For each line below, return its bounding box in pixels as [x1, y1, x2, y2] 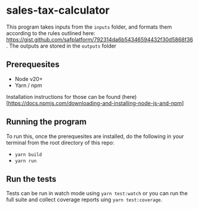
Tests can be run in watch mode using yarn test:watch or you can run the [6, 190, 188, 197]
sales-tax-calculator [6, 4, 110, 17]
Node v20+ [14, 75, 43, 82]
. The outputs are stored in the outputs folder [6, 42, 117, 49]
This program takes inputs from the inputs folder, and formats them [6, 23, 172, 30]
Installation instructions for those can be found [6, 93, 121, 100]
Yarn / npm [14, 82, 42, 89]
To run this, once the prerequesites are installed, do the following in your [6, 132, 184, 140]
